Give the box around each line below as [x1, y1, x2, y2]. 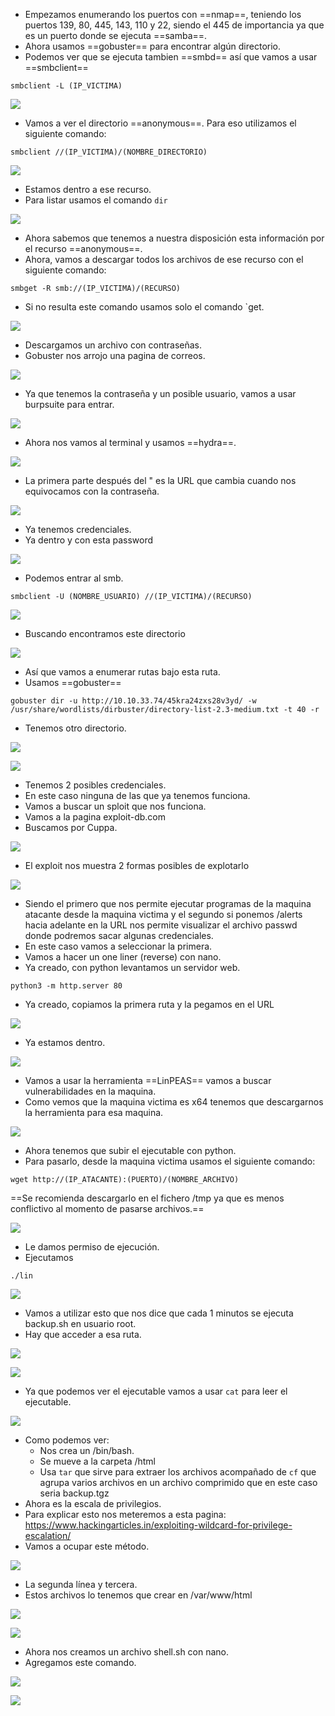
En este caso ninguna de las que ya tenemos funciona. [24, 790, 251, 801]
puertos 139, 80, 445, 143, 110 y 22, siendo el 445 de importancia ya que [24, 19, 325, 31]
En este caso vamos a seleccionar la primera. [24, 940, 213, 952]
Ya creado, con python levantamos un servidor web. [24, 962, 241, 973]
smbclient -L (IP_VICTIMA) [10, 81, 123, 91]
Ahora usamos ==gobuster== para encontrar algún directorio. [24, 40, 282, 52]
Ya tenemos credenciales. [24, 524, 132, 535]
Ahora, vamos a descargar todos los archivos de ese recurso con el [24, 254, 304, 265]
